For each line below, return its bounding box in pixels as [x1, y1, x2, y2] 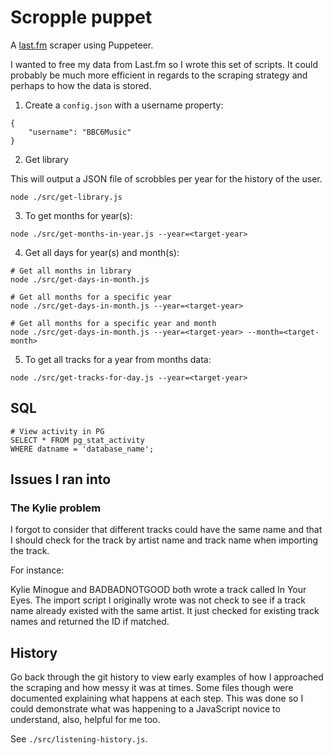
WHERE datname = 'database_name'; [10, 444, 155, 454]
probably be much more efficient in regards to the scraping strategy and [10, 69, 308, 81]
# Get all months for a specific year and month [10, 318, 217, 328]
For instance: [10, 564, 65, 576]
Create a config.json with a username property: [24, 99, 224, 111]
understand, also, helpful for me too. [10, 714, 161, 726]
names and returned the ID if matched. [10, 616, 170, 628]
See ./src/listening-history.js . [10, 733, 148, 745]
